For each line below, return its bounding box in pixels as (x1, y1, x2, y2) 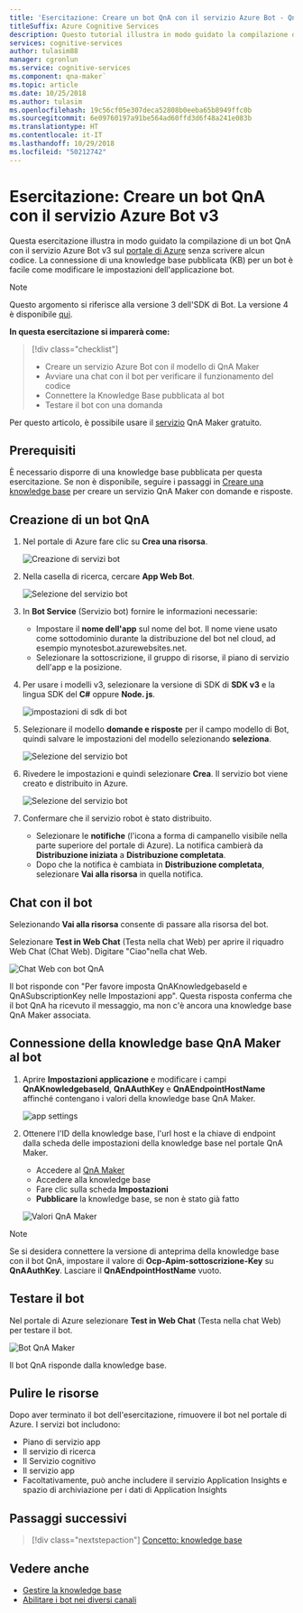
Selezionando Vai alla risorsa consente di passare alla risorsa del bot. (9, 919, 269, 929)
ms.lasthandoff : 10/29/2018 (9, 139, 115, 148)
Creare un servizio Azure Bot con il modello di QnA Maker (44, 361, 260, 372)
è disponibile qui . (9, 309, 73, 319)
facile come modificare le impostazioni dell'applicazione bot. (9, 263, 234, 275)
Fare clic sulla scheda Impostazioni (35, 1184, 169, 1194)
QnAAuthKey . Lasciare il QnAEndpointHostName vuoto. (9, 1265, 223, 1276)
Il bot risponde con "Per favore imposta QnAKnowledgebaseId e (9, 981, 248, 991)
